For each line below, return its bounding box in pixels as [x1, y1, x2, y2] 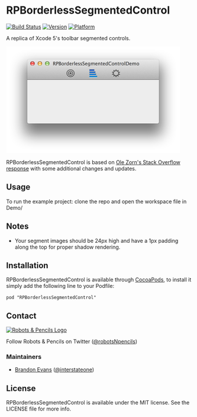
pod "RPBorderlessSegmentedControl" [6, 294, 96, 301]
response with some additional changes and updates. [6, 165, 137, 172]
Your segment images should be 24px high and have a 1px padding [14, 237, 179, 244]
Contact [6, 310, 37, 320]
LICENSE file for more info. [6, 405, 72, 412]
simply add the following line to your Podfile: [6, 283, 114, 290]
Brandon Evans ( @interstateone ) [14, 366, 95, 373]
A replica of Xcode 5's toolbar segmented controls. [6, 34, 131, 41]
